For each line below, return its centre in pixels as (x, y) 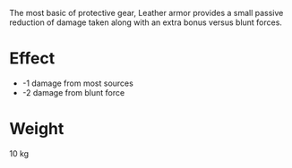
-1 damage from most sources (78, 83)
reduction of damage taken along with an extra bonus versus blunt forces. (146, 22)
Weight (37, 129)
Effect (32, 59)
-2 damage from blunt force (73, 92)
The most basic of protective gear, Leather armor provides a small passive (146, 13)
